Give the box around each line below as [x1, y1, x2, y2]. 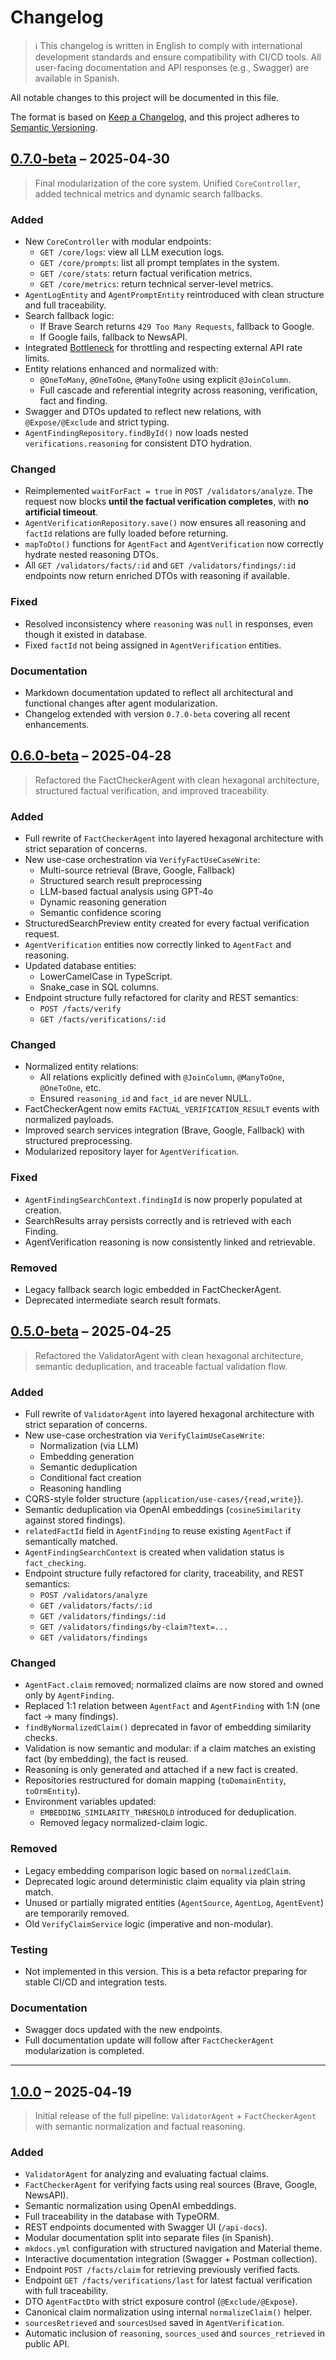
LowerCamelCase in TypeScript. [39, 971, 173, 983]
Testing [10, 1942, 48, 1956]
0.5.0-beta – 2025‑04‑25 [10, 1323, 172, 1340]
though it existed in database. [24, 628, 148, 640]
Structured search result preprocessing [39, 875, 203, 887]
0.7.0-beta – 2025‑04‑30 [10, 151, 170, 168]
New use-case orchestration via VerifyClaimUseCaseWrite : [24, 1429, 265, 1441]
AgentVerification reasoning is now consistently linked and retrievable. [24, 1236, 316, 1248]
